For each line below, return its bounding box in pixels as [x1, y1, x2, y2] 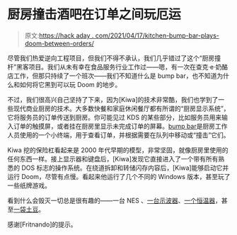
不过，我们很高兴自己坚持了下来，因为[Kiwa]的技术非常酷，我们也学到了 [7, 95, 219, 103]
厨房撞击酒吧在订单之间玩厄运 [7, 6, 182, 23]
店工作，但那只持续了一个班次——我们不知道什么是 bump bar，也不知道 [7, 71, 217, 80]
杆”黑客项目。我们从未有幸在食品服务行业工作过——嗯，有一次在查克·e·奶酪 [7, 62, 229, 71]
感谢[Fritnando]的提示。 [7, 220, 77, 229]
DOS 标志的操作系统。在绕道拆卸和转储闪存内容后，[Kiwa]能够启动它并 [21, 164, 229, 172]
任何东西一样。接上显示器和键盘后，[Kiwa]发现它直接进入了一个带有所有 [7, 154, 219, 163]
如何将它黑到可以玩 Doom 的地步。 [19, 80, 122, 88]
